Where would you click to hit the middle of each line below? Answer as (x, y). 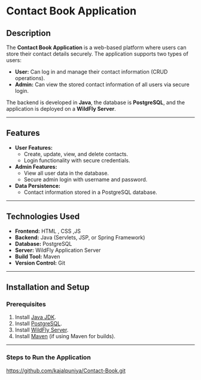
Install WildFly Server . (42, 330)
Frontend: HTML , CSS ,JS (48, 231)
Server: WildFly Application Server (58, 250)
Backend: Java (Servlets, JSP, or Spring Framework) (80, 237)
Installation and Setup (48, 288)
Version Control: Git (40, 263)
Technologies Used (43, 217)
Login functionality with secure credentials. (77, 160)
